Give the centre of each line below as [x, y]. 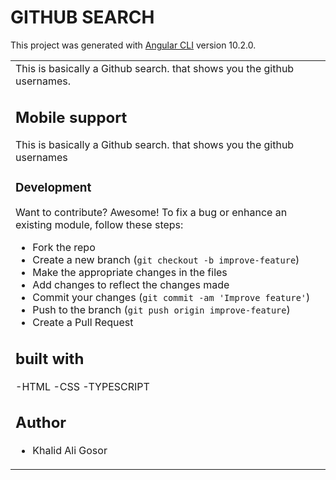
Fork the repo [64, 248]
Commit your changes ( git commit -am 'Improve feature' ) [171, 298]
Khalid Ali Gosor [70, 451]
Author [41, 423]
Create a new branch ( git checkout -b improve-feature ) [166, 260]
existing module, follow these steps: [99, 225]
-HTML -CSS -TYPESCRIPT [82, 386]
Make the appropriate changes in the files [130, 273]
